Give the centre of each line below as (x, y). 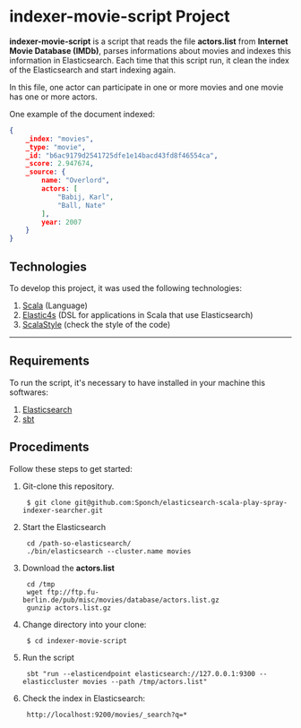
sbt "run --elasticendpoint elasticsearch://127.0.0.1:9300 (141, 673)
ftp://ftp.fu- (73, 592)
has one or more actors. (54, 97)
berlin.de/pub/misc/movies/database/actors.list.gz (120, 600)
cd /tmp (41, 584)
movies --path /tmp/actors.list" (145, 681)
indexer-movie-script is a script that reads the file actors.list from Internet (149, 41)
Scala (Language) (55, 305)
